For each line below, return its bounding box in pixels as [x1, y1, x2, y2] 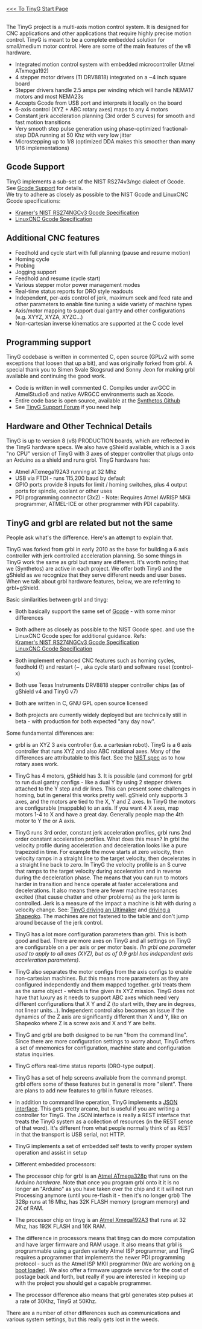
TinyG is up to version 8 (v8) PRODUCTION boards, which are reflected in [6, 437, 190, 444]
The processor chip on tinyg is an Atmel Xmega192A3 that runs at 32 [14, 1216, 186, 1224]
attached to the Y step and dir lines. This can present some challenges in [14, 785, 197, 792]
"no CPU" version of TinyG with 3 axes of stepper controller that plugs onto [6, 450, 194, 458]
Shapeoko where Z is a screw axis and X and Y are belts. [14, 1020, 157, 1027]
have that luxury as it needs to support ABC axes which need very [14, 994, 180, 1001]
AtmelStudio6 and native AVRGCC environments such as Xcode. [14, 390, 175, 398]
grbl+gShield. [6, 584, 40, 592]
